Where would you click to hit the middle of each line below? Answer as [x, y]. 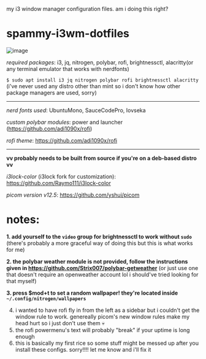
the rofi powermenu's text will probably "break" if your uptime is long [102, 330]
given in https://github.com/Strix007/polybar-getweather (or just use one [102, 268]
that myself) [21, 281]
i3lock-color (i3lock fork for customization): [61, 176]
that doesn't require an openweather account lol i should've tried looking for [102, 274]
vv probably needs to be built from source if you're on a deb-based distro [102, 158]
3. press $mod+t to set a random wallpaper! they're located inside [92, 293]
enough [25, 336]
